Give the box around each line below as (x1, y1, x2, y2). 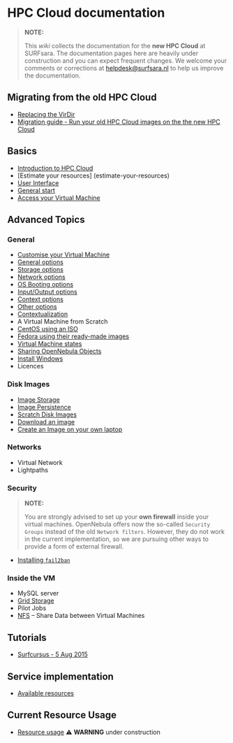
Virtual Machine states (17, 340, 82, 348)
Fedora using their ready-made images (17, 332, 130, 340)
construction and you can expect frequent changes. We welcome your (24, 56, 227, 64)
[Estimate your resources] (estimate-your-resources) (17, 171, 170, 180)
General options (17, 258, 64, 266)
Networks (7, 442, 42, 452)
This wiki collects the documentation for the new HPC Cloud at (24, 41, 206, 50)
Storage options (17, 266, 64, 274)
